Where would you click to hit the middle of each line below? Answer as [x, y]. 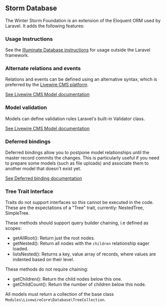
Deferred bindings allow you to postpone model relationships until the [77, 152]
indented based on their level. [43, 260]
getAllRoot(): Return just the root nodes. [54, 238]
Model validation [26, 108]
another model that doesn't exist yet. [43, 168]
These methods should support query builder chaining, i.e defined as [77, 223]
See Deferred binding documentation [44, 178]
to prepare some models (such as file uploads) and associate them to [77, 163]
